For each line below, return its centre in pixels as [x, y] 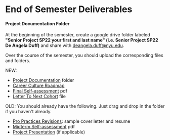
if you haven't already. [28, 112]
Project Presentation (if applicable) [49, 132]
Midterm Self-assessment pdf [44, 127]
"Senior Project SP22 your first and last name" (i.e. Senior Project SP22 [82, 40]
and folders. [18, 61]
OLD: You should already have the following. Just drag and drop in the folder [85, 106]
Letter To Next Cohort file [39, 97]
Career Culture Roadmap [38, 86]
